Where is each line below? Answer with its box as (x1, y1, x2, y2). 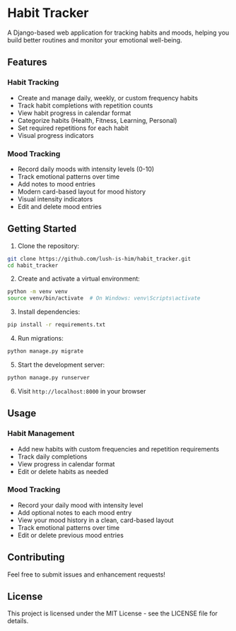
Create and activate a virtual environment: (17, 274, 140, 283)
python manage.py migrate (7, 348, 83, 355)
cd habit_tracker (7, 261, 59, 269)
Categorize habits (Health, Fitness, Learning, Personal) (17, 116, 178, 124)
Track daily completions (17, 452, 88, 461)
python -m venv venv (7, 288, 69, 295)
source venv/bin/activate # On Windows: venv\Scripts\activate (7, 295, 201, 302)
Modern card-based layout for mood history (17, 187, 146, 196)
